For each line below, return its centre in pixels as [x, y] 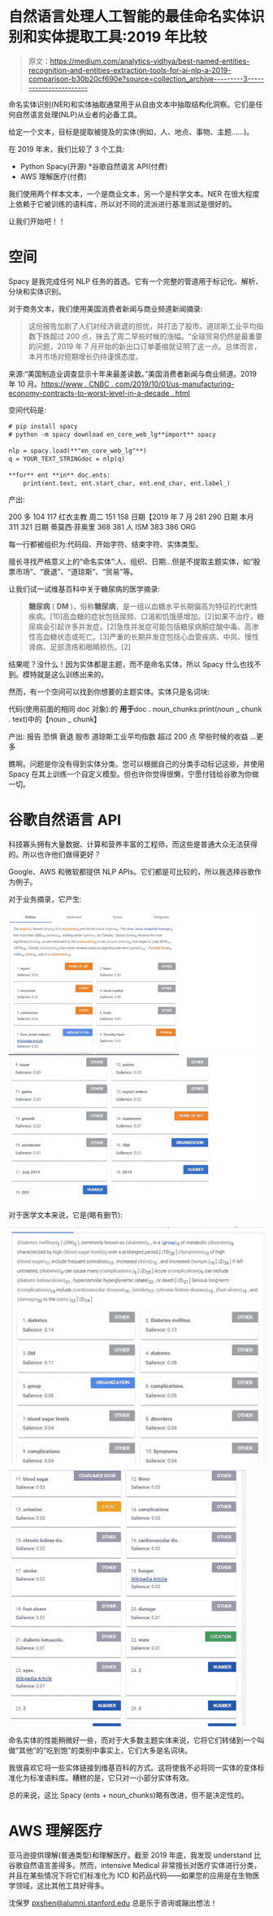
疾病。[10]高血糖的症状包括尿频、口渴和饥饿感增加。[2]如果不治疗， [143, 616]
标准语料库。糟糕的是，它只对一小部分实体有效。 [111, 1778]
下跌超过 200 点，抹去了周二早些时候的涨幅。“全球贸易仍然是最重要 [149, 336]
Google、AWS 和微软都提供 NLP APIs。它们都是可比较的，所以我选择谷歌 [131, 871]
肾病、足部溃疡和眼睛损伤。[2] [80, 647]
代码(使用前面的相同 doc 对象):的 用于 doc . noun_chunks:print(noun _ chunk [135, 709]
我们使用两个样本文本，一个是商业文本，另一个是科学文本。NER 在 [120, 194]
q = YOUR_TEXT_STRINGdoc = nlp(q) [67, 459]
